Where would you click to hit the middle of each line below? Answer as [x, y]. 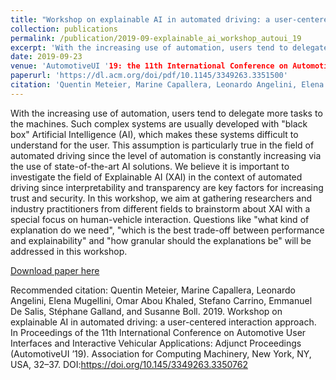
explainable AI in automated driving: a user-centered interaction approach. [163, 322]
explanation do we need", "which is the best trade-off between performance [167, 230]
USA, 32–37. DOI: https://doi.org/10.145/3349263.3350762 [129, 364]
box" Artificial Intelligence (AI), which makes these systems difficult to [154, 134]
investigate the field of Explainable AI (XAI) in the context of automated [156, 177]
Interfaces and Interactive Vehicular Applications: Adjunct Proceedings [156, 343]
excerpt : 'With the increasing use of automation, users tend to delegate [169, 47]
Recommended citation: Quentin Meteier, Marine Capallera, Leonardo [153, 290]
